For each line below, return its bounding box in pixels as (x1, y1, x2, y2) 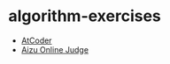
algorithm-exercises (8, 6, 161, 26)
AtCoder (20, 35, 52, 46)
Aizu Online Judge (20, 44, 89, 54)
